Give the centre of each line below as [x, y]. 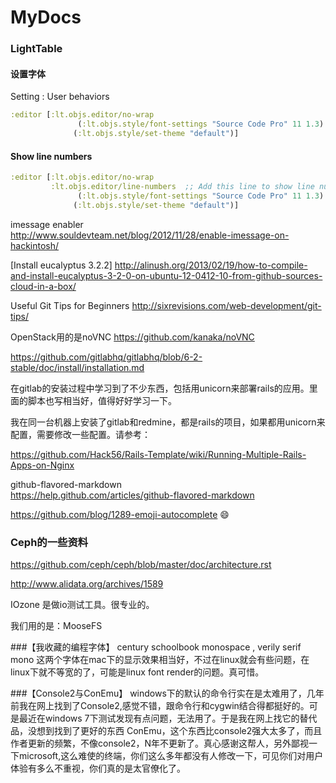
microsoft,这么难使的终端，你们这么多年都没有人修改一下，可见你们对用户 [171, 755]
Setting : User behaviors [60, 97]
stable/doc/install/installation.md [77, 367]
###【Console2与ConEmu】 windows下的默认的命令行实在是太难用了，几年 [167, 693]
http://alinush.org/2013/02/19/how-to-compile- [211, 265]
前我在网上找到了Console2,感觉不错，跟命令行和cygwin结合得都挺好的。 [160, 705]
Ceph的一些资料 [49, 542]
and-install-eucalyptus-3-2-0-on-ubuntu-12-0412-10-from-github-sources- [166, 275]
